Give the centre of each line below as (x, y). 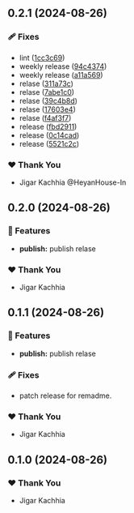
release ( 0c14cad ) (49, 135)
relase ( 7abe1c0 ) (46, 92)
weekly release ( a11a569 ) (61, 75)
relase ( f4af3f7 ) (45, 118)
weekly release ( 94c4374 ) (63, 66)
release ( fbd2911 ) (48, 126)
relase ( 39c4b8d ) (48, 100)
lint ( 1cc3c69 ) (42, 58)
